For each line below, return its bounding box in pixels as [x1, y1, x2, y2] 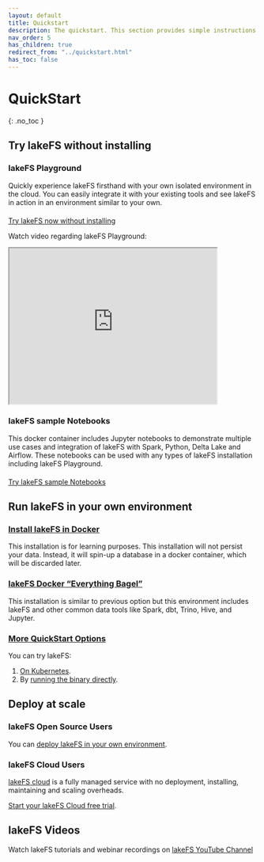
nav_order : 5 [8, 33, 51, 42]
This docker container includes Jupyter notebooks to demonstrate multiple [8, 433, 251, 443]
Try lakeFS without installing [8, 139, 152, 153]
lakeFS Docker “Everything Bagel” [8, 579, 143, 590]
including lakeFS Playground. [8, 458, 103, 468]
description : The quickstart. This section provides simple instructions [8, 26, 257, 34]
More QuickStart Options [8, 632, 107, 644]
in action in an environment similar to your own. [8, 197, 163, 207]
